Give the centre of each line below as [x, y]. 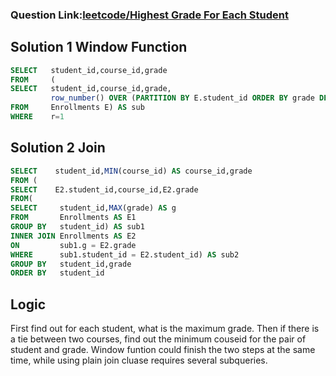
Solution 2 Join [58, 148]
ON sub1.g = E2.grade [73, 245]
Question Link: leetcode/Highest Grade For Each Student [149, 15]
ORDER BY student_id [57, 273]
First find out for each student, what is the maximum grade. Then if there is [165, 329]
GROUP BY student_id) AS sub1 [77, 227]
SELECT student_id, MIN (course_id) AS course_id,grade [131, 171]
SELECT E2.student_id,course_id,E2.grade [104, 189]
